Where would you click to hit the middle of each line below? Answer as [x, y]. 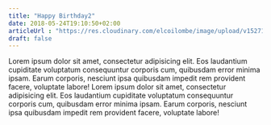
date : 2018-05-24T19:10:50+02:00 [65, 23]
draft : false [30, 38]
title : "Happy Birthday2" [52, 16]
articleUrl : [30, 31]
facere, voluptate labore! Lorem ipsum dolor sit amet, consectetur [117, 87]
